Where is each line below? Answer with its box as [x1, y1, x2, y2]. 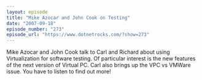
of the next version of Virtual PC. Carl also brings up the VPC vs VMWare [6, 62, 192, 69]
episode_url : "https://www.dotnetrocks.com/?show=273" [6, 32, 150, 38]
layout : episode [6, 9, 48, 15]
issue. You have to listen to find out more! [6, 68, 112, 75]
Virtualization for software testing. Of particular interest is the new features [6, 55, 196, 62]
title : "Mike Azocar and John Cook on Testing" [6, 15, 131, 21]
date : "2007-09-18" [6, 20, 56, 26]
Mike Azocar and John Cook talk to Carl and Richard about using [6, 48, 170, 56]
